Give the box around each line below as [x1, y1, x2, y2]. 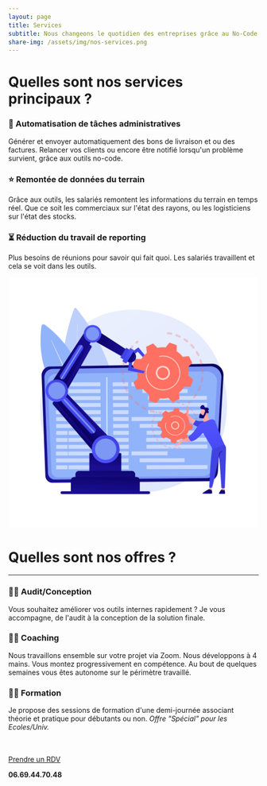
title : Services [8, 21, 62, 29]
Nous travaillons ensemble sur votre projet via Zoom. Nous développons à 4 [8, 650, 257, 660]
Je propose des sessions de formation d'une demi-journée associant [8, 706, 234, 715]
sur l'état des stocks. [8, 211, 77, 222]
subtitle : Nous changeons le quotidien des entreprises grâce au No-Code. [8, 29, 261, 37]
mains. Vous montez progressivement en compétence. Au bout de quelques [8, 659, 257, 668]
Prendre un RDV [8, 755, 61, 765]
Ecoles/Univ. [8, 722, 50, 732]
